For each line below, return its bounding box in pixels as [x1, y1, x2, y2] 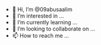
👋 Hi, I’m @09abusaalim [12, 6, 72, 13]
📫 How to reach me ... [12, 32, 69, 39]
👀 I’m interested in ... [12, 12, 64, 19]
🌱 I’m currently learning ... [12, 19, 78, 26]
